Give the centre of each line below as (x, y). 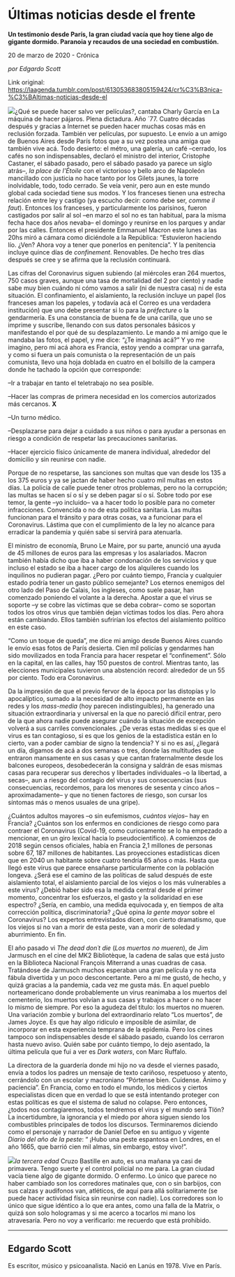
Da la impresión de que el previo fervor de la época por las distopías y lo (112, 691)
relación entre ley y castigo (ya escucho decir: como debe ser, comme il (112, 200)
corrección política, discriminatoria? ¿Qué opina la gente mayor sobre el (112, 912)
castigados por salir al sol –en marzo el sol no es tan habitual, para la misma (117, 215)
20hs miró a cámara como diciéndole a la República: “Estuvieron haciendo (115, 237)
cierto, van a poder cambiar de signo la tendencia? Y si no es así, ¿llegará (114, 743)
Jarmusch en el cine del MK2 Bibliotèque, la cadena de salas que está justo (116, 955)
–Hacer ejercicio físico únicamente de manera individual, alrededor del (109, 452)
